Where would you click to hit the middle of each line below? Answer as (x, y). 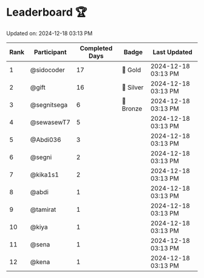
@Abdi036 (46, 140)
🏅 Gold (131, 70)
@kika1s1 (45, 174)
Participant (50, 52)
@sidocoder (48, 70)
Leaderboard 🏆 (47, 12)
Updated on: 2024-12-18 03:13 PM (49, 33)
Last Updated (172, 52)
